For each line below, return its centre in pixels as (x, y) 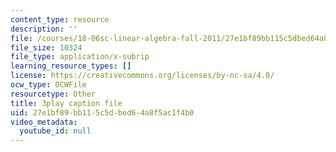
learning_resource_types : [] (71, 66)
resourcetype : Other (53, 94)
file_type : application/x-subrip (80, 57)
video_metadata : (44, 122)
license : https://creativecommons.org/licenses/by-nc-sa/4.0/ (142, 76)
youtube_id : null (55, 131)
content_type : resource (60, 19)
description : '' (44, 29)
